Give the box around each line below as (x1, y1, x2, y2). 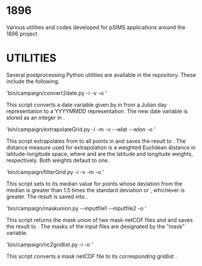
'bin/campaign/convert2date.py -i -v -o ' (6, 89, 107, 97)
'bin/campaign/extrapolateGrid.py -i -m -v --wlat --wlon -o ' (6, 125, 156, 133)
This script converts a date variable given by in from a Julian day (6, 101, 167, 108)
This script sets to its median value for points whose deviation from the (6, 180, 183, 187)
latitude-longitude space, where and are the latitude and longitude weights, (6, 150, 194, 157)
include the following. (6, 77, 60, 85)
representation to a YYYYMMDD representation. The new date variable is (6, 107, 188, 115)
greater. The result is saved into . (6, 193, 88, 200)
